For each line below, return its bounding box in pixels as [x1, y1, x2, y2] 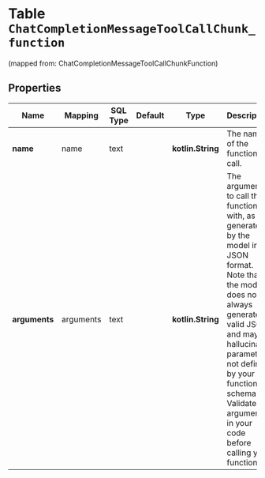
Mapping [64, 110, 99, 121]
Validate [226, 397, 257, 408]
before [226, 437, 252, 448]
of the [226, 137, 249, 149]
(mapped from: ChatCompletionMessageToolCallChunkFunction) [8, 58, 218, 68]
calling [226, 447, 252, 458]
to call [226, 190, 250, 201]
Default [136, 110, 165, 121]
